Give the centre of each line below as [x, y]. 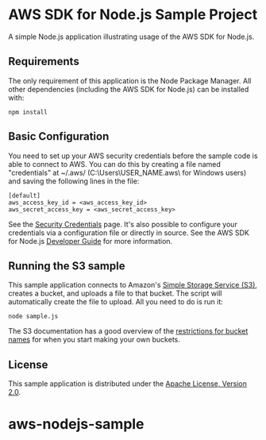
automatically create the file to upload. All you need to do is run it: [116, 302]
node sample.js [33, 316]
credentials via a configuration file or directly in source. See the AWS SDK [129, 233]
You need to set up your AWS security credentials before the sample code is [133, 156]
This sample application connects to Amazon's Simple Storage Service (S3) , [133, 285]
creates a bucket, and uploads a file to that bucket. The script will [115, 293]
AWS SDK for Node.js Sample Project [133, 15]
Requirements [44, 62]
